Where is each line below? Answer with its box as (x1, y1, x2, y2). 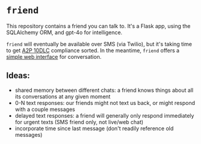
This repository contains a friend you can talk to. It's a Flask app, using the (6, 22, 191, 29)
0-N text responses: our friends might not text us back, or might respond (14, 99, 196, 106)
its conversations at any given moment (14, 92, 111, 100)
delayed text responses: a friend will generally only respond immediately (14, 112, 194, 119)
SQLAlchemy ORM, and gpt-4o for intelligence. (6, 29, 123, 36)
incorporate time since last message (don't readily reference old (14, 125, 174, 132)
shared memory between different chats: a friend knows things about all (14, 86, 194, 94)
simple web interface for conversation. (6, 53, 102, 60)
